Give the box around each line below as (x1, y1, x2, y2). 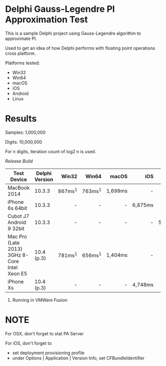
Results (5, 113, 37, 124)
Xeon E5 (7, 270, 28, 277)
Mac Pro (7, 233, 27, 240)
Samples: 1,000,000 (5, 129, 46, 135)
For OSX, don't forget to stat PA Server (5, 330, 84, 336)
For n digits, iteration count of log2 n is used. (5, 148, 96, 154)
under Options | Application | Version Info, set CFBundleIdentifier (12, 355, 145, 361)
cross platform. (5, 50, 36, 56)
